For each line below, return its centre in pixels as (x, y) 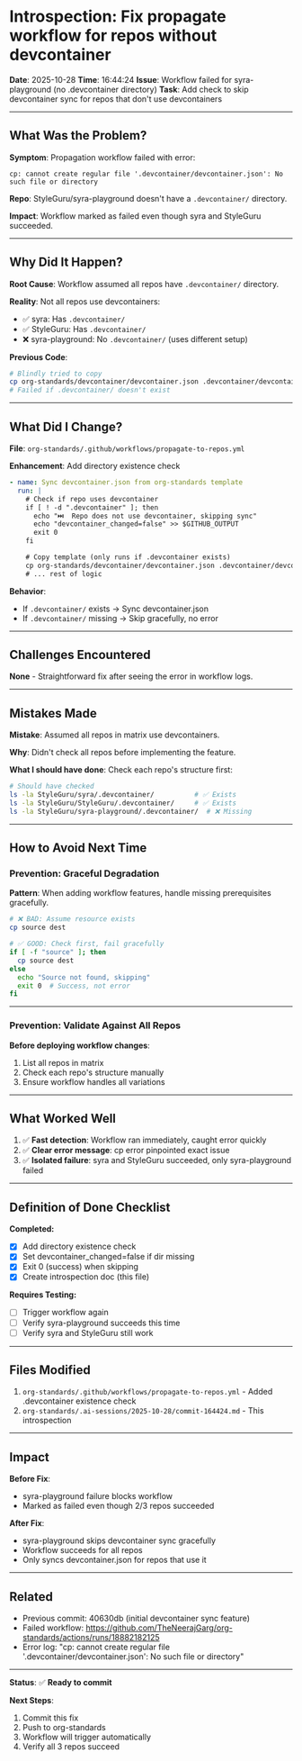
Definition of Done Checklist (90, 1207)
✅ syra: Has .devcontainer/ (74, 319)
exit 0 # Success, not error (74, 986)
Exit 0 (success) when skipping (80, 1267)
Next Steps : (31, 1701)
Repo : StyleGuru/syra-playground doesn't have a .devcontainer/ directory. (148, 198)
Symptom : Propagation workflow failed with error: (102, 157)
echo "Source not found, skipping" (84, 977)
